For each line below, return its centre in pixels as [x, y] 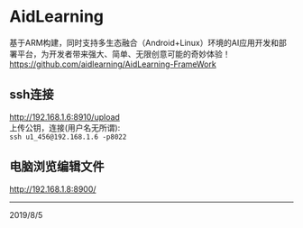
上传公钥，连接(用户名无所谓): [65, 127]
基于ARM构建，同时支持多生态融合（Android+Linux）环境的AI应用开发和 [144, 42]
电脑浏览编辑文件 [57, 167]
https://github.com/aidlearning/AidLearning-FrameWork [113, 64]
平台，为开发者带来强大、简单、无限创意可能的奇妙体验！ [124, 54]
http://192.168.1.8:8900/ [53, 189]
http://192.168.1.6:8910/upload [64, 117]
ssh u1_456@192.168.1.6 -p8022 [68, 137]
